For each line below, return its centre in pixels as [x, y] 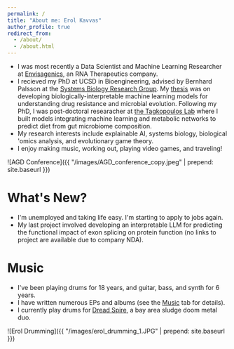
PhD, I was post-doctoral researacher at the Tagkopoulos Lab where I [118, 111]
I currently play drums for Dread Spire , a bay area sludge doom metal [117, 310]
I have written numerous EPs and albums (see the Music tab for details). [121, 302]
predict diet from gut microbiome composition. [84, 126]
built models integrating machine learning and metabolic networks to [117, 119]
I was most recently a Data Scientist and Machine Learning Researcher [119, 66]
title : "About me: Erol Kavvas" [54, 20]
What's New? [47, 198]
